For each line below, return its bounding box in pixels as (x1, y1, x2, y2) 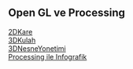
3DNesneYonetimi (8, 43, 66, 53)
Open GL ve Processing (8, 6, 126, 20)
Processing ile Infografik (8, 52, 87, 61)
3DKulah (8, 35, 36, 45)
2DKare (8, 27, 33, 36)
